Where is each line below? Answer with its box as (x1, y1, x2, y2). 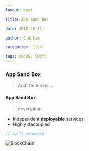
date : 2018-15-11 (5, 26, 42, 31)
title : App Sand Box (5, 16, 49, 22)
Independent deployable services (12, 116, 84, 122)
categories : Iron (5, 45, 42, 50)
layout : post (5, 7, 33, 13)
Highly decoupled (12, 121, 50, 127)
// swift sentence (5, 131, 44, 136)
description (17, 106, 42, 112)
